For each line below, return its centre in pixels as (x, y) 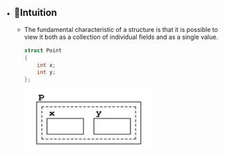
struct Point (43, 50)
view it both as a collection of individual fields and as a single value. (121, 37)
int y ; (47, 72)
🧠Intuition (35, 13)
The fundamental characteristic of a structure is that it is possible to (121, 29)
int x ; (47, 65)
